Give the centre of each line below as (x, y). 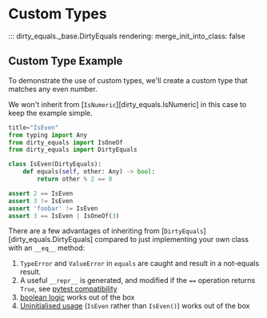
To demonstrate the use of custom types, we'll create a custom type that (128, 80)
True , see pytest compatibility (68, 289)
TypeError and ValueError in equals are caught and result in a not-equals (139, 264)
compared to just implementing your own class (172, 240)
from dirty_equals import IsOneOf (66, 142)
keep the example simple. (51, 113)
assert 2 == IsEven (41, 193)
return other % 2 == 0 (75, 179)
